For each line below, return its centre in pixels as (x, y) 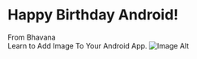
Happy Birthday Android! (93, 15)
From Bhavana (32, 37)
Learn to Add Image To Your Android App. (77, 45)
